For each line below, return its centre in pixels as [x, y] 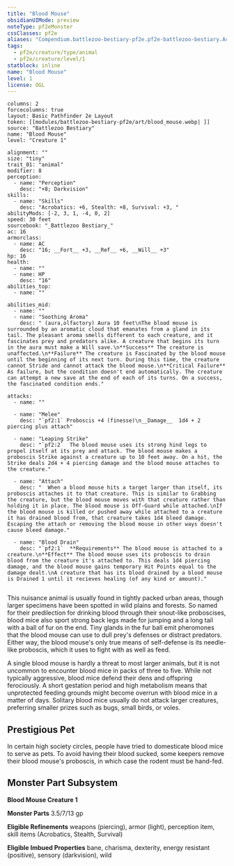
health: [18, 262]
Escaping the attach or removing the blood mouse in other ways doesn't [115, 524]
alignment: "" [28, 153]
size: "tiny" [26, 159]
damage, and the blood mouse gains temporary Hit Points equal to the [112, 567]
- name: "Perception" [45, 183]
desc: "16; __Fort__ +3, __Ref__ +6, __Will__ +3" [95, 250]
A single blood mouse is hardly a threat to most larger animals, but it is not [114, 663]
